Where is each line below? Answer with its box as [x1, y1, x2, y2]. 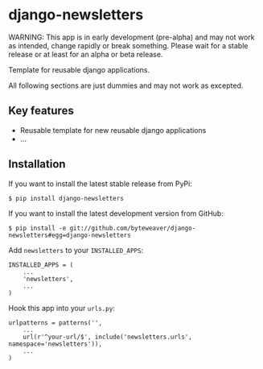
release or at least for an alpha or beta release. [8, 49, 163, 59]
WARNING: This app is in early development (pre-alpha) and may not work [8, 32, 255, 42]
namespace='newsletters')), [8, 340, 103, 348]
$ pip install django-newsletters [8, 194, 125, 202]
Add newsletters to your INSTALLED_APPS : [8, 245, 143, 255]
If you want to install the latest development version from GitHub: [8, 208, 224, 218]
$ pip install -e [8, 224, 67, 232]
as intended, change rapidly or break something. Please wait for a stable [8, 40, 249, 50]
